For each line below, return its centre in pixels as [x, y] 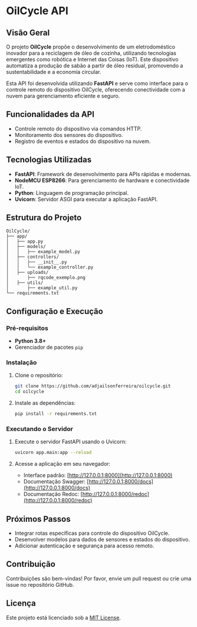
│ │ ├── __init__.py [37, 262]
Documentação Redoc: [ [53, 494]
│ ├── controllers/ [33, 257]
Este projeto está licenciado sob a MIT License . [63, 618]
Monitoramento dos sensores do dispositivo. [69, 135]
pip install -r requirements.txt [56, 414]
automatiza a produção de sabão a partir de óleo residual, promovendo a [95, 66]
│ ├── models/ [26, 247]
